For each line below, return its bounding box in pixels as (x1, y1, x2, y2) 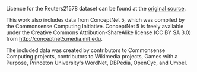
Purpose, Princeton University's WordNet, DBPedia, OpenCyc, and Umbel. (6, 59, 188, 66)
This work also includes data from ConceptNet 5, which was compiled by (6, 17, 185, 23)
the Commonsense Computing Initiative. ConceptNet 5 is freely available (6, 23, 184, 30)
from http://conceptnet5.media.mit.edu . (6, 35, 103, 42)
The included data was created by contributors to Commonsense (6, 47, 166, 54)
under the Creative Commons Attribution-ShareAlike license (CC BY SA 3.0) (6, 29, 192, 36)
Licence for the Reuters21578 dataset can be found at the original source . (6, 5, 186, 12)
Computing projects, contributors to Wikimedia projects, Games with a (6, 53, 178, 60)
